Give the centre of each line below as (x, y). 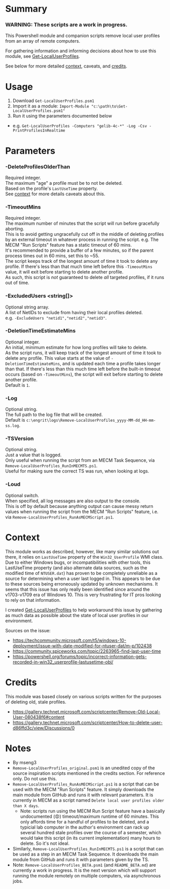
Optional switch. (22, 495)
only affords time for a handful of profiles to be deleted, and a (84, 822)
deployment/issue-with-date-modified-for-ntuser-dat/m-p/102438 (82, 645)
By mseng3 (25, 762)
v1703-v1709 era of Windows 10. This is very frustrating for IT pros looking (83, 595)
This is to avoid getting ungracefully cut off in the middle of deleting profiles (84, 234)
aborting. (15, 229)
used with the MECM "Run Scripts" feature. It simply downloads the (83, 789)
